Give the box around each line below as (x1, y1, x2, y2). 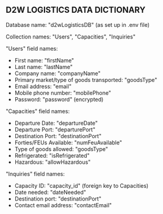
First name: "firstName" (14, 56, 74, 64)
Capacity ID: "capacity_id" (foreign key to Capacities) (14, 182, 149, 189)
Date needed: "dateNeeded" (14, 188, 87, 196)
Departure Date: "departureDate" (14, 119, 98, 127)
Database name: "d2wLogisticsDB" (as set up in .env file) (5, 21, 150, 28)
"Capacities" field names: (5, 107, 70, 115)
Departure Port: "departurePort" (14, 125, 96, 133)
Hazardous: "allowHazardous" (14, 158, 91, 166)
